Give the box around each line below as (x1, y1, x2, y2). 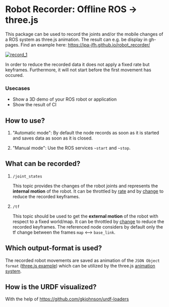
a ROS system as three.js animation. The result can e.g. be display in (5, 36, 148, 42)
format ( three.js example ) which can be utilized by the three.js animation (5, 262, 155, 269)
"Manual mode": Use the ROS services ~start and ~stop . (12, 145, 131, 151)
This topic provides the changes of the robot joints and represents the (12, 183, 158, 189)
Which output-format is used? (5, 244, 102, 252)
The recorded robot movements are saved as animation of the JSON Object (5, 257, 160, 264)
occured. (5, 72, 24, 78)
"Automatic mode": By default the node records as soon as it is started (12, 130, 159, 136)
